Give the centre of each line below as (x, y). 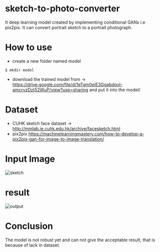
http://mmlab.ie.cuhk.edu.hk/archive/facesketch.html (66, 128)
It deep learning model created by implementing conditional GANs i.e (75, 22)
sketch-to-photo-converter (62, 9)
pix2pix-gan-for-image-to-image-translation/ (58, 139)
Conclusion (29, 226)
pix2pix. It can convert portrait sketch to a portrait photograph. (69, 27)
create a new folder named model (47, 61)
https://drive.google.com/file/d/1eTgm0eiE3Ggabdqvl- (67, 84)
